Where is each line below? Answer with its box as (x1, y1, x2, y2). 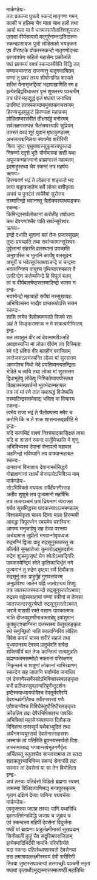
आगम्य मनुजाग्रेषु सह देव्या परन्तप (6, 525, 67, 532)
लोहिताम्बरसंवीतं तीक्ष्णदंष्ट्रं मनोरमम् (6, 115, 69, 122)
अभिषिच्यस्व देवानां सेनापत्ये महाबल (6, 443, 72, 450)
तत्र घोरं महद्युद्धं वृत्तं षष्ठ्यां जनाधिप (6, 95, 72, 101)
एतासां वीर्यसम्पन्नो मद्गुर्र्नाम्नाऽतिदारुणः (6, 33, 78, 40)
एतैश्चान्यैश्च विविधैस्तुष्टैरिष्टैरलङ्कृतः (6, 703, 76, 710)
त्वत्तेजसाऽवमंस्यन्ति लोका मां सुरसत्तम (6, 354, 76, 361)
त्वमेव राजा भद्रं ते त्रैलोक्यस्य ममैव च (6, 409, 73, 416)
